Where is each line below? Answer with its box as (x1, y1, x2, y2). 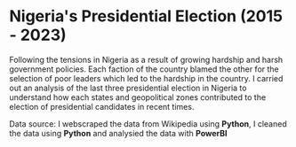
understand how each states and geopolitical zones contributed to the (9, 91, 267, 103)
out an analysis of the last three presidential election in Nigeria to (9, 82, 247, 93)
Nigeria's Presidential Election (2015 (9, 6, 283, 27)
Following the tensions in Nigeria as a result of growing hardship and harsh (9, 54, 284, 65)
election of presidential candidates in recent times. (9, 101, 195, 112)
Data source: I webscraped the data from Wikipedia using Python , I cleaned (9, 118, 287, 129)
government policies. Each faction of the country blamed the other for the (9, 64, 280, 74)
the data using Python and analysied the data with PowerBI (9, 128, 228, 138)
